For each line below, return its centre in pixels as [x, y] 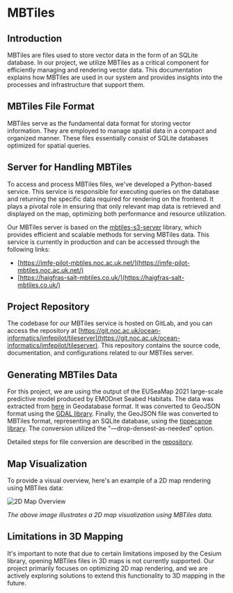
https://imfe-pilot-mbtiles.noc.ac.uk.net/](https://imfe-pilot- [105, 263]
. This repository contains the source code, [159, 346]
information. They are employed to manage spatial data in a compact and [112, 131]
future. [17, 583]
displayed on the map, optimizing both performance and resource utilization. [117, 213]
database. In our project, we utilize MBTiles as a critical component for [108, 63]
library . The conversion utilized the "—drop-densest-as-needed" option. [111, 428]
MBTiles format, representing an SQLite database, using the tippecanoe [110, 421]
